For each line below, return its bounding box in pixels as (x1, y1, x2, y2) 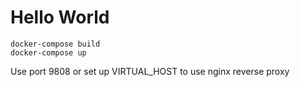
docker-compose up (10, 47, 87, 58)
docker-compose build (10, 39, 101, 49)
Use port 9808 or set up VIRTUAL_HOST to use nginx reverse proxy (10, 65, 290, 77)
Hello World (10, 6, 110, 29)
